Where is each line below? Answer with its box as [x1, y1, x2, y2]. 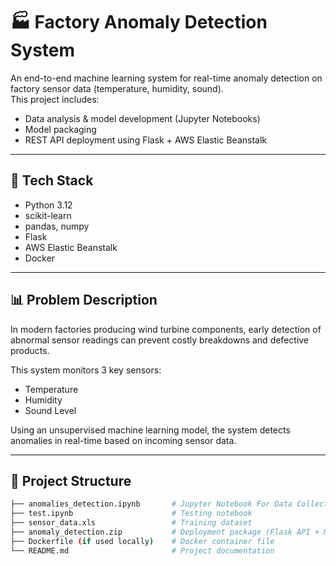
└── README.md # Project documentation [10, 545, 275, 556]
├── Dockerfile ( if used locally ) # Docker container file [10, 536, 275, 546]
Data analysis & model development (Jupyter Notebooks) [24, 112, 261, 124]
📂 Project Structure [10, 472, 132, 489]
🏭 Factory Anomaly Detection [10, 11, 268, 34]
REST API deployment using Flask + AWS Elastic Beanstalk [24, 134, 267, 146]
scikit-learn [24, 209, 72, 221]
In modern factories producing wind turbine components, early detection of [10, 323, 322, 335]
